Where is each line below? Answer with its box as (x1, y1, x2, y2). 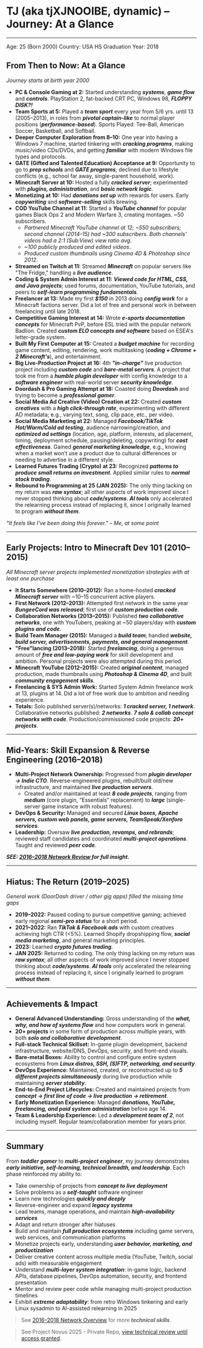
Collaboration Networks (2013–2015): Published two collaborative (14, 612, 184, 620)
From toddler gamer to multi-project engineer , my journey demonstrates (6, 1157, 190, 1165)
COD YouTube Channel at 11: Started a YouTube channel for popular (14, 205, 187, 212)
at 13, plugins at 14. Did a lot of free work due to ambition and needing (14, 689, 189, 697)
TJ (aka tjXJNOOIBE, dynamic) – (6, 4, 170, 18)
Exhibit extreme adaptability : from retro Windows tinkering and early (14, 1298, 188, 1306)
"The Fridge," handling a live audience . (14, 269, 114, 276)
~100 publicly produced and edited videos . (24, 243, 131, 250)
